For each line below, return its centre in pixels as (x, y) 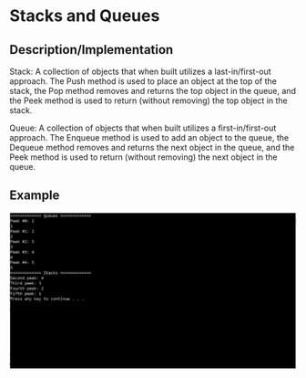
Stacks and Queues (85, 16)
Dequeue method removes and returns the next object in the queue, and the (152, 147)
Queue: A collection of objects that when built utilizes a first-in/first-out (143, 128)
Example (35, 196)
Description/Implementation (92, 50)
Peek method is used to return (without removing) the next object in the (143, 157)
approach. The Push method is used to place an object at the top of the (143, 81)
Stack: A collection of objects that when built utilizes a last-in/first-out (140, 71)
